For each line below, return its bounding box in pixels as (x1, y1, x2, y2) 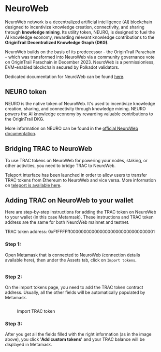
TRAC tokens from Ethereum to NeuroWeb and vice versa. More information (5, 177, 156, 183)
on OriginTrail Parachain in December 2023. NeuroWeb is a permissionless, (5, 59, 155, 65)
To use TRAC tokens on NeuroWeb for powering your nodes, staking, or (5, 157, 148, 163)
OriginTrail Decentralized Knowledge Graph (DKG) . (5, 39, 109, 45)
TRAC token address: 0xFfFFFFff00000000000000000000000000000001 (5, 229, 155, 235)
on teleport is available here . (5, 182, 62, 188)
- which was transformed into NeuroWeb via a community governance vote (5, 54, 155, 60)
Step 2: (5, 273, 23, 280)
